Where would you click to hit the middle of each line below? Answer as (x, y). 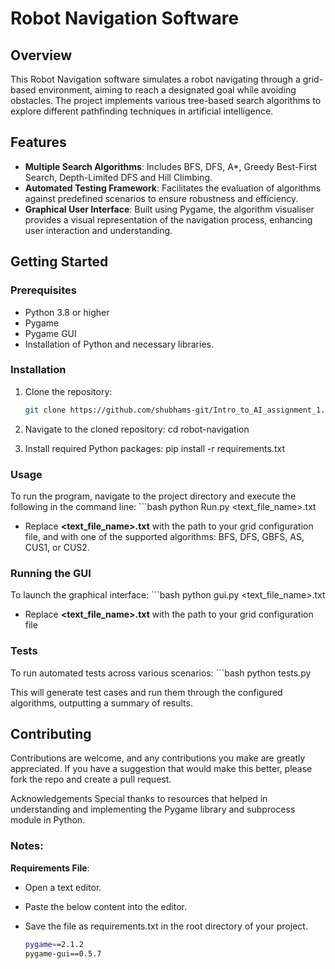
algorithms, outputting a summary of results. (101, 703)
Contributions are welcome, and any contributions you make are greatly (158, 758)
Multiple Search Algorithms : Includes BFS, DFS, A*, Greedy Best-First (171, 166)
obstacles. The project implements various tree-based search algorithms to (166, 100)
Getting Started (59, 262)
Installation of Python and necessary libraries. (119, 344)
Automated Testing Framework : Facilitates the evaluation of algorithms (173, 188)
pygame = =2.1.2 (54, 944)
